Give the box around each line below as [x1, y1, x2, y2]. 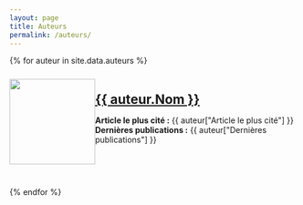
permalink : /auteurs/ [9, 30, 92, 39]
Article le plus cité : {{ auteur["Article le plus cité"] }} [95, 115, 294, 126]
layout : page [9, 13, 59, 23]
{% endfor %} [9, 187, 62, 198]
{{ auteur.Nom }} [95, 91, 201, 108]
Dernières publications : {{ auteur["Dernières [95, 125, 267, 136]
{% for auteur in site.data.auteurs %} [9, 56, 148, 67]
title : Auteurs [9, 22, 68, 31]
